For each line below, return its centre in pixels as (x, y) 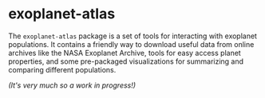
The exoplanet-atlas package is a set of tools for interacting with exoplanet (133, 36)
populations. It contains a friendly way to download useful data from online (131, 44)
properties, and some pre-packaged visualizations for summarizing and (126, 61)
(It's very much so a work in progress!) (72, 85)
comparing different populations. (62, 69)
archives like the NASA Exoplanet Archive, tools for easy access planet (125, 53)
